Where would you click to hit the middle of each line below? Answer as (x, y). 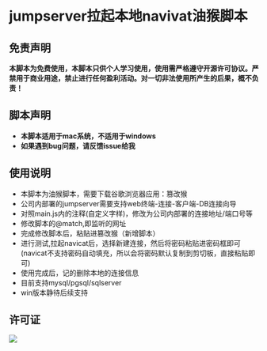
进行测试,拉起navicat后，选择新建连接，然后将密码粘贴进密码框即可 (130, 243)
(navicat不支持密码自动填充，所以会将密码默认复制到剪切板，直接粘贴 (134, 253)
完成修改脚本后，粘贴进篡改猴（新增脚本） (90, 233)
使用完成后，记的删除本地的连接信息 (80, 273)
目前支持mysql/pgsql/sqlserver (71, 282)
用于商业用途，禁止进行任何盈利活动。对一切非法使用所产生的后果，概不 (133, 78)
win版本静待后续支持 (54, 292)
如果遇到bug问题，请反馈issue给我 (78, 145)
